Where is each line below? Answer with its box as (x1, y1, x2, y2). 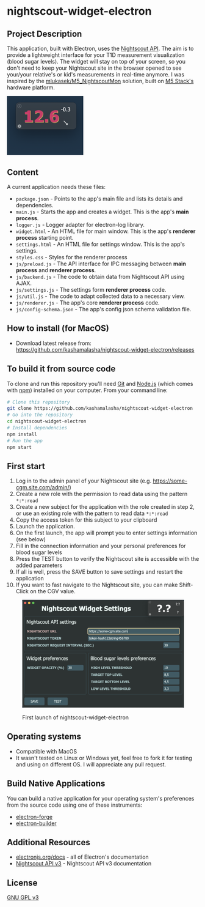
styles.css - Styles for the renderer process (15, 253, 128, 261)
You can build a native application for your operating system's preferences (7, 794, 195, 802)
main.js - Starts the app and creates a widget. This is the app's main (15, 208, 189, 215)
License (7, 878, 38, 888)
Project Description (7, 29, 82, 39)
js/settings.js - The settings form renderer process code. (15, 286, 167, 293)
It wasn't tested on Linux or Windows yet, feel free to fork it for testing (15, 754, 193, 761)
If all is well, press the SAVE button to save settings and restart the (15, 568, 183, 576)
